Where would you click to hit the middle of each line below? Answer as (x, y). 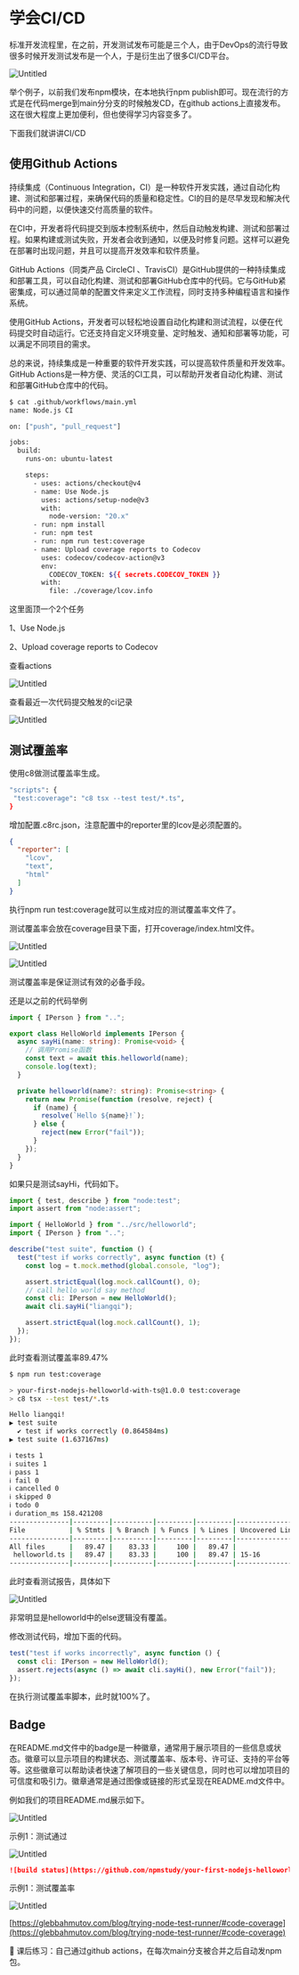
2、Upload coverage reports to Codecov (84, 647)
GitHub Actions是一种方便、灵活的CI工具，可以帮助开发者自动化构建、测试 (146, 374)
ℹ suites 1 (28, 1464)
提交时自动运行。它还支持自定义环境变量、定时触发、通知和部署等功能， (149, 333)
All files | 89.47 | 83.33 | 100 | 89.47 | (123, 1547)
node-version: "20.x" (89, 516)
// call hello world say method (85, 1290)
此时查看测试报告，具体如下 (60, 1581)
